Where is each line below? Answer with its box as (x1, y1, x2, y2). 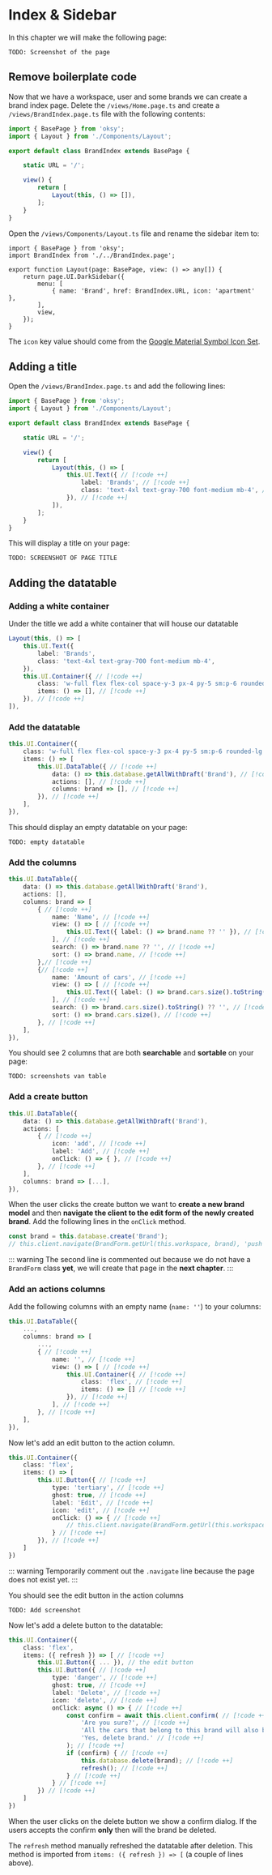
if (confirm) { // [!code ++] (66, 1749, 168, 1757)
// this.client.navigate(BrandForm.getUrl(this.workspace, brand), (8, 1240, 241, 1248)
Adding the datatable (8, 576, 117, 589)
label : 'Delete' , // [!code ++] (51, 1689, 161, 1697)
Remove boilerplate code (8, 71, 138, 84)
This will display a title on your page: (8, 538, 130, 548)
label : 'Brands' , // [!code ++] (80, 478, 190, 487)
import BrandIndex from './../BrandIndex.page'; (8, 251, 176, 259)
